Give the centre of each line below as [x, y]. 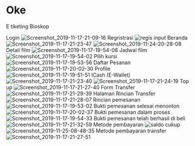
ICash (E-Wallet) [111, 75]
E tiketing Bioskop [28, 26]
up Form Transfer [71, 87]
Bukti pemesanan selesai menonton [136, 106]
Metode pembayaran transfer [131, 131]
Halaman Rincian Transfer [124, 93]
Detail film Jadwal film [77, 50]
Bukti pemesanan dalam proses [132, 112]
